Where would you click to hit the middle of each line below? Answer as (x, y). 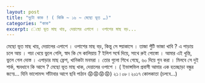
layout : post (23, 12)
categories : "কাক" (29, 23)
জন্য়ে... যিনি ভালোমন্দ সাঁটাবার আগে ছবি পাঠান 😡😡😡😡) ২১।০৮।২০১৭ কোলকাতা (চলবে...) (92, 74)
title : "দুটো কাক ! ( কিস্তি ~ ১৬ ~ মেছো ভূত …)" (59, 18)
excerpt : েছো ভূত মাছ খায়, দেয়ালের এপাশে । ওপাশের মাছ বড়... (72, 29)
